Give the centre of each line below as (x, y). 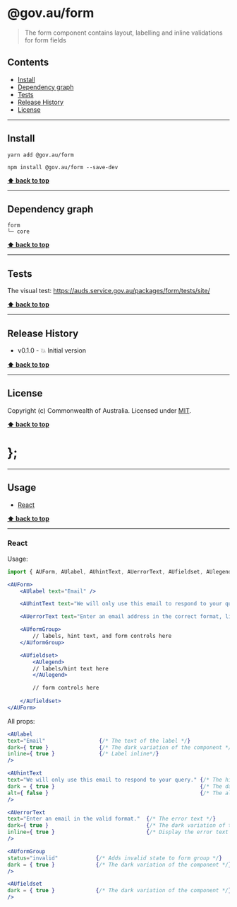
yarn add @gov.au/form (41, 155)
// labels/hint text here (71, 668)
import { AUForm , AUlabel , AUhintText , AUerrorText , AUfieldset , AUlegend (120, 571)
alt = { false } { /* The (115, 793)
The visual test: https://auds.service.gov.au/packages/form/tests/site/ (109, 291)
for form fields (45, 40)
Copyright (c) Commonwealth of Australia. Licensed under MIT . (99, 410)
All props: (21, 721)
